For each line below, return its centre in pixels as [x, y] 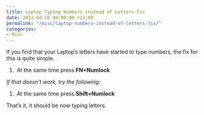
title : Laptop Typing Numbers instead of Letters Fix [76, 12]
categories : [21, 29]
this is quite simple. [30, 58]
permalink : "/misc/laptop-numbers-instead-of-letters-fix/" [84, 23]
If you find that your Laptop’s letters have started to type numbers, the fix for [102, 52]
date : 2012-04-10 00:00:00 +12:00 [50, 18]
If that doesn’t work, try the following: [53, 82]
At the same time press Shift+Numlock [66, 94]
